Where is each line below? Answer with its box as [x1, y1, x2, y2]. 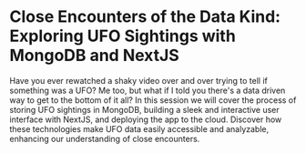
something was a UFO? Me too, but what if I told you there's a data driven [9, 85, 286, 96]
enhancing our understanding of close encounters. [9, 133, 200, 144]
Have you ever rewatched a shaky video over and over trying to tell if [9, 75, 269, 86]
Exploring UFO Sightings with [9, 25, 237, 46]
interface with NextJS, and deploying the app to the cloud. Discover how [9, 114, 282, 125]
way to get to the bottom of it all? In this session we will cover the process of [9, 94, 297, 106]
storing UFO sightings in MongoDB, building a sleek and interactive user [9, 104, 280, 115]
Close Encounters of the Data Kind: [9, 6, 280, 27]
